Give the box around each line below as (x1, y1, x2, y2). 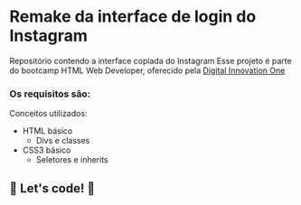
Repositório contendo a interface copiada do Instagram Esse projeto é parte (9, 55, 292, 66)
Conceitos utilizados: (9, 108, 88, 119)
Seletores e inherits (35, 154, 108, 165)
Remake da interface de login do (9, 6, 257, 27)
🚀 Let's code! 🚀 (9, 181, 96, 196)
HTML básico (22, 126, 73, 136)
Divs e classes (35, 135, 90, 146)
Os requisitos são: (9, 88, 91, 100)
